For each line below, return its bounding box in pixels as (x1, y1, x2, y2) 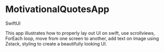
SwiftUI (5, 20, 21, 26)
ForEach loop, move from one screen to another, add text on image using (5, 35, 159, 41)
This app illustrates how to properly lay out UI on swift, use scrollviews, (5, 30, 155, 36)
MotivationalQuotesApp (5, 4, 110, 15)
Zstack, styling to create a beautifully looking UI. (5, 40, 107, 46)
